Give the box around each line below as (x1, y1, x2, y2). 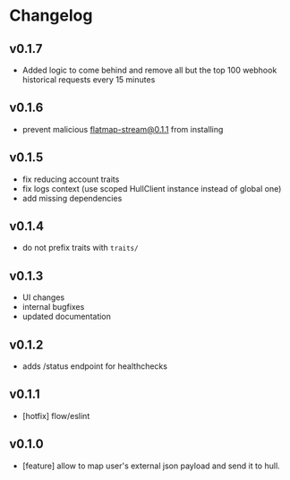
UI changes (21, 292, 65, 303)
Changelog (9, 5, 93, 26)
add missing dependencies (21, 193, 123, 203)
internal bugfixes (21, 302, 85, 313)
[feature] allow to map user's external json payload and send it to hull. (21, 460, 280, 471)
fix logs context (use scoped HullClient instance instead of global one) (21, 183, 282, 193)
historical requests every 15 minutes (21, 74, 156, 85)
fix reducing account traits (21, 174, 120, 184)
